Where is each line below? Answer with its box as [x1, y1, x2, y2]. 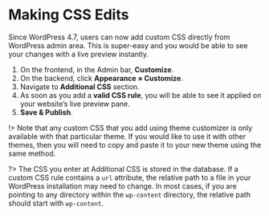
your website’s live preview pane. [19, 99, 130, 108]
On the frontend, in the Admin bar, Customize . [19, 64, 174, 74]
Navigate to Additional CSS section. [19, 82, 140, 92]
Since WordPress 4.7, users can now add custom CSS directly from [8, 32, 230, 42]
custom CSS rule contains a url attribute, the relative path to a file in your [8, 173, 251, 182]
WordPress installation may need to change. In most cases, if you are [8, 181, 237, 190]
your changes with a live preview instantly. [8, 49, 149, 59]
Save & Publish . [19, 107, 74, 117]
